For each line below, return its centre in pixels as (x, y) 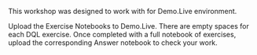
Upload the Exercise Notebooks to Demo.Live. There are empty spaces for (128, 26)
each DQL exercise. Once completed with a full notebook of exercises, (122, 34)
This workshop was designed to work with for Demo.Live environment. (123, 11)
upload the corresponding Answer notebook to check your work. (113, 43)
